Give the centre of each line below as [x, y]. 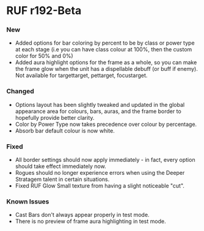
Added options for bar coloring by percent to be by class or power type [105, 43]
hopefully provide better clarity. [55, 117]
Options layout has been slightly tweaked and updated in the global [100, 105]
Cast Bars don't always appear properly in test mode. [82, 215]
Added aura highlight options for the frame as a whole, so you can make [106, 62]
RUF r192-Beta [44, 11]
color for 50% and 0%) [44, 56]
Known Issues [28, 201]
